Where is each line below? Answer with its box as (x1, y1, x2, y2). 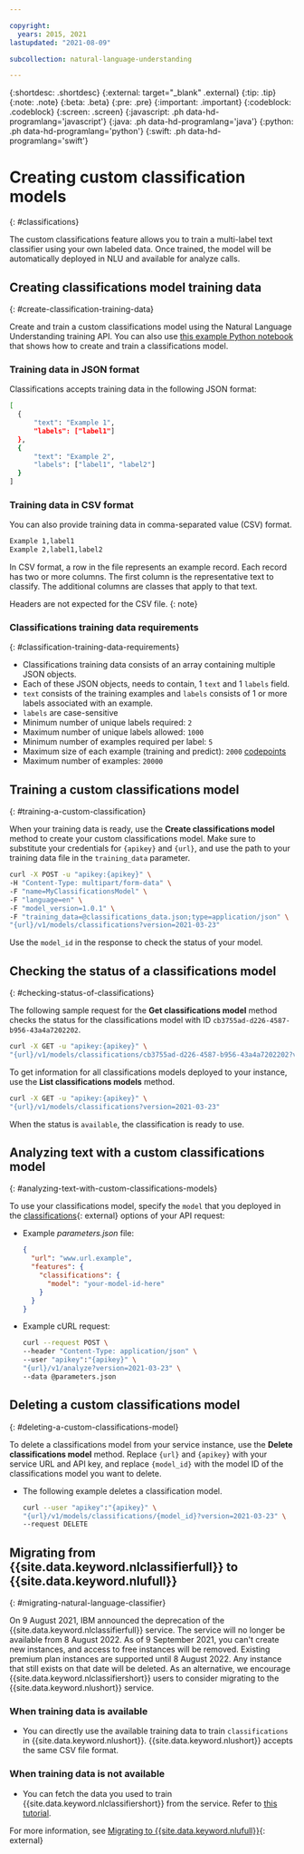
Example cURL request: (22, 1321, 110, 1332)
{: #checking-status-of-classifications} (9, 988, 155, 999)
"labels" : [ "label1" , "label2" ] (33, 460, 156, 470)
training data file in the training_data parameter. (9, 853, 191, 864)
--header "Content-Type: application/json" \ (22, 1347, 197, 1356)
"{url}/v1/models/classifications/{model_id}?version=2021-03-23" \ (22, 1511, 287, 1520)
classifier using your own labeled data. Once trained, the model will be (9, 244, 271, 255)
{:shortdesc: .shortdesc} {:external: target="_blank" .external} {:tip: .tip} (9, 87, 277, 98)
